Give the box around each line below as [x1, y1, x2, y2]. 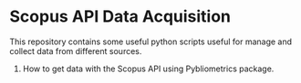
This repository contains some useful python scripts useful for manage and [9, 36, 293, 47]
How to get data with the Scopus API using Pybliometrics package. [22, 63, 275, 74]
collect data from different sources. [9, 45, 142, 56]
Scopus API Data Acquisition [9, 6, 231, 27]
